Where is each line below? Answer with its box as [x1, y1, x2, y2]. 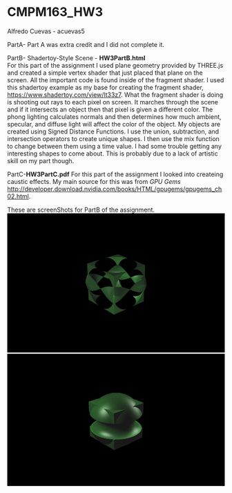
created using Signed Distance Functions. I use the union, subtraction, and [7, 127, 220, 136]
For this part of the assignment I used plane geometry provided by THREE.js [7, 61, 224, 69]
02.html [7, 192, 29, 201]
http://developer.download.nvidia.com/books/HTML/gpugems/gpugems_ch [7, 185, 222, 193]
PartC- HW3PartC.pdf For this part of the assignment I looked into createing [7, 170, 224, 178]
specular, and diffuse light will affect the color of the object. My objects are [7, 120, 221, 128]
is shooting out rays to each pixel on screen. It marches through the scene [7, 97, 219, 106]
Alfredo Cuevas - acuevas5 [7, 27, 85, 35]
